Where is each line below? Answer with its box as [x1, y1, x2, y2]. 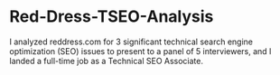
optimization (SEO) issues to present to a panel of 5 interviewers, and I [9, 45, 272, 56]
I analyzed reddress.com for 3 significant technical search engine [9, 36, 254, 47]
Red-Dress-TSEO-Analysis [9, 6, 214, 27]
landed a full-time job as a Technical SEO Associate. [9, 55, 203, 66]
